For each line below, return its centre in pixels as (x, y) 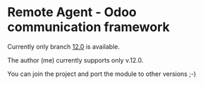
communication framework (89, 27)
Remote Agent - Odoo (72, 12)
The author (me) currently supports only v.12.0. (75, 60)
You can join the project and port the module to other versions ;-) (102, 74)
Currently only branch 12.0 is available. (63, 46)
